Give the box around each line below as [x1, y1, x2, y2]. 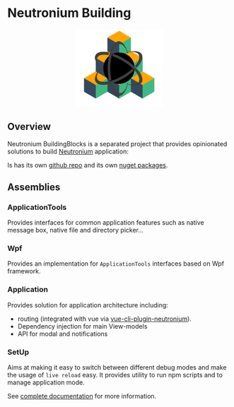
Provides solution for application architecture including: [7, 300, 168, 309]
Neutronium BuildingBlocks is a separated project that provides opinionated [7, 139, 228, 148]
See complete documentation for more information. [7, 392, 157, 401]
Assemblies [7, 181, 61, 193]
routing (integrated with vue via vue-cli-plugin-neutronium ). [17, 314, 192, 323]
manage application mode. [7, 378, 85, 387]
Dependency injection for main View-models [17, 322, 148, 330]
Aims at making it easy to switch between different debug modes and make [7, 363, 227, 372]
